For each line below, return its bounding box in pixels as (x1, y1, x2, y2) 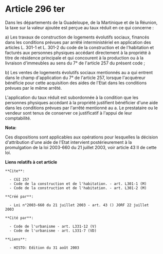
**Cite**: (5, 168, 25, 174)
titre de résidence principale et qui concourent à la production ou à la (5, 55, 144, 60)
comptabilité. (5, 115, 32, 121)
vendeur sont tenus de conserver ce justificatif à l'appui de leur (5, 110, 132, 116)
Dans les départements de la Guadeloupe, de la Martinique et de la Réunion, (5, 20, 158, 25)
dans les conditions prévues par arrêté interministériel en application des (5, 39, 151, 45)
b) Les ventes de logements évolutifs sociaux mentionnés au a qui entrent (5, 69, 153, 75)
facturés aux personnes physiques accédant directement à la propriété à (5, 50, 151, 56)
